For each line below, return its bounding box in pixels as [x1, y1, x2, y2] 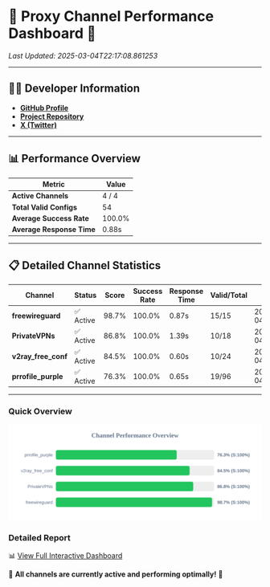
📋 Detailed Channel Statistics [8, 259, 162, 272]
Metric [42, 180, 66, 190]
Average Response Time [11, 225, 96, 234]
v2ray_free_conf [11, 351, 68, 361]
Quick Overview [8, 406, 72, 417]
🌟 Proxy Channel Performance [8, 7, 215, 26]
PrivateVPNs [11, 331, 55, 340]
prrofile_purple [11, 371, 63, 381]
